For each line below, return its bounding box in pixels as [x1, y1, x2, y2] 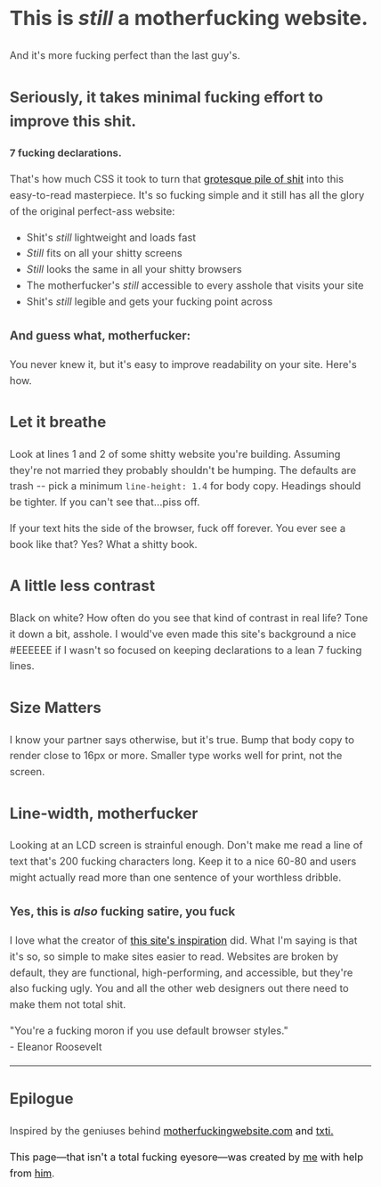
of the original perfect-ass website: [9, 205, 175, 217]
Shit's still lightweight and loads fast [26, 231, 197, 244]
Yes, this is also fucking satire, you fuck [9, 905, 236, 920]
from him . [9, 1167, 55, 1180]
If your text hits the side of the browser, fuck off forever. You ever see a [9, 522, 346, 535]
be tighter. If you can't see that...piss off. [9, 495, 200, 509]
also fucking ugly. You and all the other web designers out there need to [9, 982, 350, 995]
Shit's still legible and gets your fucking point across [26, 295, 273, 307]
